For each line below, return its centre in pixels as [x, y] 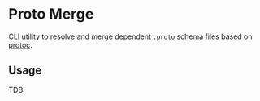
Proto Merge [51, 14]
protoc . [20, 44]
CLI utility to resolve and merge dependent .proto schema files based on [131, 36]
